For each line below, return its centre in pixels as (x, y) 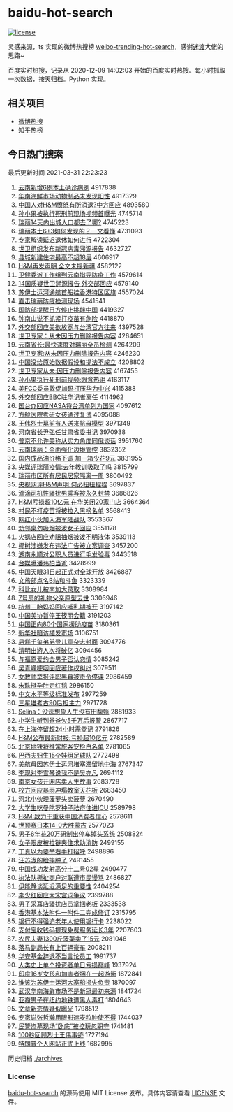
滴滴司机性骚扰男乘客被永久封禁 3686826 (78, 493)
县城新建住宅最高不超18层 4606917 (68, 257)
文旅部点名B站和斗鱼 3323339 (62, 580)
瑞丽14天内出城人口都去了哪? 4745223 (73, 222)
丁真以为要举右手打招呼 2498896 (66, 851)
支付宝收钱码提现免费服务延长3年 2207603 (80, 930)
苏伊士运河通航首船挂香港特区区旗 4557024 (81, 292)
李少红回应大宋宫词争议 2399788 (66, 895)
